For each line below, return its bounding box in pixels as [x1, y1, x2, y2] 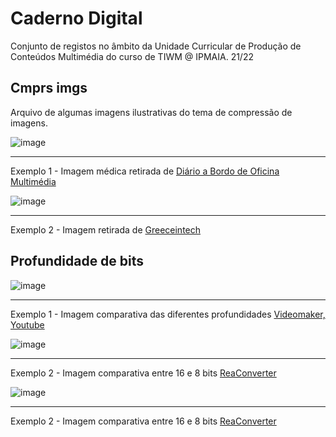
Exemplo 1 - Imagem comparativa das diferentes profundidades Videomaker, [10, 308, 326, 320]
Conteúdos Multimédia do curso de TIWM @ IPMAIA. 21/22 [10, 50, 254, 62]
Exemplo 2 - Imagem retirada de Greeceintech [10, 223, 202, 236]
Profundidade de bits [10, 253, 145, 270]
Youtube [10, 318, 45, 331]
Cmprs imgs [10, 80, 88, 97]
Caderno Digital [10, 7, 143, 30]
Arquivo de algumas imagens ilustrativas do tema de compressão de [10, 106, 293, 118]
